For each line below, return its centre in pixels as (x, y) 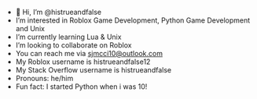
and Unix (30, 28)
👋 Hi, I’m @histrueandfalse (59, 12)
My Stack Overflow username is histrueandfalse (93, 70)
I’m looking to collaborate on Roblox (73, 45)
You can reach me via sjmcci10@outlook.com (89, 53)
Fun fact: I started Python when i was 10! (81, 87)
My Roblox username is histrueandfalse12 (83, 62)
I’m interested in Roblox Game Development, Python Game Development (133, 20)
